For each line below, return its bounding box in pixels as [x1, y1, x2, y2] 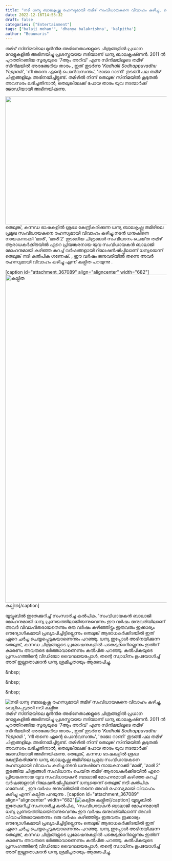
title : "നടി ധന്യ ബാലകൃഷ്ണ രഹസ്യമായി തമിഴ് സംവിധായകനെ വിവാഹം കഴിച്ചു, [5, 7, 162, 13]
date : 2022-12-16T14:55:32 [5, 12, 63, 17]
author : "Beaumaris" [5, 31, 50, 36]
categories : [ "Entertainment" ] [5, 22, 72, 27]
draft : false [5, 17, 33, 22]
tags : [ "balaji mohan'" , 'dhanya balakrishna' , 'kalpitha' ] [5, 27, 137, 32]
